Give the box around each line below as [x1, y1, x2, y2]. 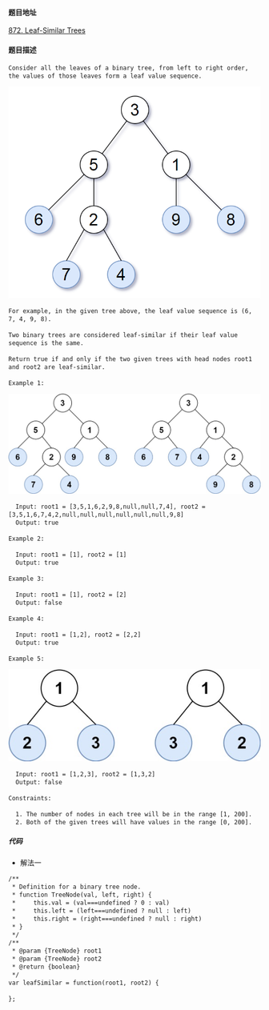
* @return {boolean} [11, 963, 81, 972]
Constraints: [8, 795, 52, 803]
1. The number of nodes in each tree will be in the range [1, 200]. [15, 811, 252, 819]
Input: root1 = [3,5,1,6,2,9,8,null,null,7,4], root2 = [15, 503, 206, 511]
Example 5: [8, 655, 45, 663]
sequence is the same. [8, 339, 84, 347]
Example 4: [8, 615, 45, 623]
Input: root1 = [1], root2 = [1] [15, 551, 127, 559]
